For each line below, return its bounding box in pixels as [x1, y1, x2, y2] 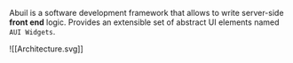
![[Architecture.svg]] [9, 43, 84, 54]
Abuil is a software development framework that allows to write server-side [9, 8, 284, 18]
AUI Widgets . [9, 27, 56, 36]
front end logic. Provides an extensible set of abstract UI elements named [9, 17, 280, 28]
